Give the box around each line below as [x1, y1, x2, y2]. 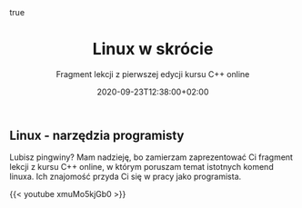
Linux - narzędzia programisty [9, 127, 185, 143]
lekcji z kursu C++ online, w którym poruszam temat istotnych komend [9, 162, 275, 173]
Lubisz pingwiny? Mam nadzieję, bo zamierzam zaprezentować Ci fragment [9, 152, 294, 163]
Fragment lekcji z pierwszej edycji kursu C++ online [55, 68, 250, 79]
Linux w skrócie [92, 39, 214, 60]
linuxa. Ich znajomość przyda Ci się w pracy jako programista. [9, 171, 242, 183]
